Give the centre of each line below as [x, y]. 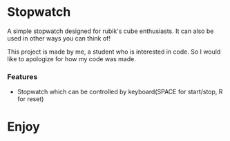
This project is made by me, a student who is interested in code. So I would [114, 52]
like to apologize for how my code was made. [71, 58]
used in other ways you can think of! [59, 38]
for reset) [30, 99]
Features [22, 76]
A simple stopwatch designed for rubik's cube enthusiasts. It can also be [111, 31]
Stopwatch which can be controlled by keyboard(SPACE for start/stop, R [120, 92]
